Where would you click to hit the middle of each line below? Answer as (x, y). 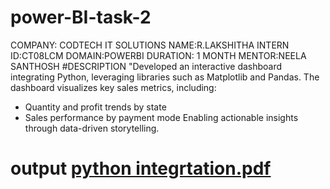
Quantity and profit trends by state (95, 107)
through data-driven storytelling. (92, 128)
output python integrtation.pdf (141, 168)
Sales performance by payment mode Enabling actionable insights (161, 117)
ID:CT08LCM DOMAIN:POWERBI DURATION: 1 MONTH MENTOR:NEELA (158, 55)
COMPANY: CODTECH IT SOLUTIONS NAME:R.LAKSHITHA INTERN (150, 45)
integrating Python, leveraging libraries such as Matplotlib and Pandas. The (165, 77)
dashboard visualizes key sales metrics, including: (113, 87)
